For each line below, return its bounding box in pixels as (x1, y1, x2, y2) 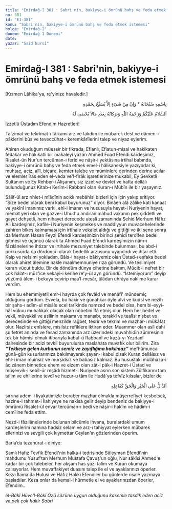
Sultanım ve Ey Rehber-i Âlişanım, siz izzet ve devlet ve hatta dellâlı (5, 178, 147, 185)
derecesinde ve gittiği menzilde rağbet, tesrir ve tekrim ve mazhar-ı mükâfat (5, 318, 165, 324)
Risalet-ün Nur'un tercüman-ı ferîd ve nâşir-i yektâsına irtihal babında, (5, 157, 153, 163)
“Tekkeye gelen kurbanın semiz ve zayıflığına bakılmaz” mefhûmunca (5, 345, 158, 352)
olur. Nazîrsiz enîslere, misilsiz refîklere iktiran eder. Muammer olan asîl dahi (5, 323, 165, 330)
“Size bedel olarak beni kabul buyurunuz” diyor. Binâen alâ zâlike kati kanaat (5, 199, 166, 206)
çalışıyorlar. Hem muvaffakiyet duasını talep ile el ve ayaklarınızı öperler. (5, 466, 157, 472)
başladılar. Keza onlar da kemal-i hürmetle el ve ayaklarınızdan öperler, (5, 477, 155, 483)
